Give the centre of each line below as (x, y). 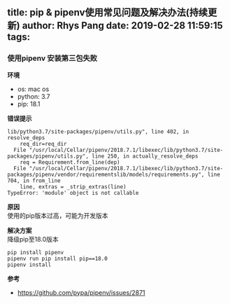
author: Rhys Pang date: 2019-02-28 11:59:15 (123, 26)
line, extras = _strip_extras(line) (73, 187)
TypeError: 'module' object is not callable (73, 193)
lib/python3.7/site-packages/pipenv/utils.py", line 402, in (98, 132)
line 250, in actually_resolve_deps (145, 156)
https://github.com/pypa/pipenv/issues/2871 (81, 292)
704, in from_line (34, 181)
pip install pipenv (36, 252)
